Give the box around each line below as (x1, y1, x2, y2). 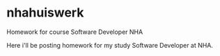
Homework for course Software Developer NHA (6, 28, 143, 36)
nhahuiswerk (6, 5, 84, 21)
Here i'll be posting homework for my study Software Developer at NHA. (6, 41, 214, 49)
